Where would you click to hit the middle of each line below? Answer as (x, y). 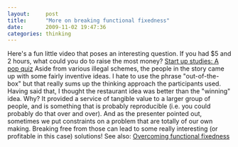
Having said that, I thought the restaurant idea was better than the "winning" (119, 91)
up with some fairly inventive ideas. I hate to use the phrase (94, 76)
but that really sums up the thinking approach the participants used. (122, 84)
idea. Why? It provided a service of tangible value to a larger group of (109, 99)
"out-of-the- (201, 76)
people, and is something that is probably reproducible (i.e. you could (109, 106)
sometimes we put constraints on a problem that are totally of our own (110, 122)
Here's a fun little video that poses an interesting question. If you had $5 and (119, 54)
